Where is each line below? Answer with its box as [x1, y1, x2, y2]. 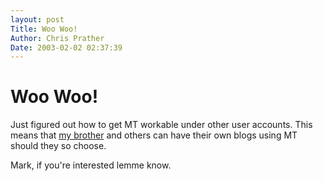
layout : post [10, 14, 65, 25]
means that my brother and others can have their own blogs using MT [10, 129, 298, 141]
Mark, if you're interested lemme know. [10, 159, 172, 171]
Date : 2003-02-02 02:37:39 [10, 42, 123, 53]
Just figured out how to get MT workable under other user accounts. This [10, 119, 313, 131]
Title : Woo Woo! [10, 24, 78, 34]
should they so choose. [10, 140, 107, 152]
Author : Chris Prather [10, 33, 105, 43]
